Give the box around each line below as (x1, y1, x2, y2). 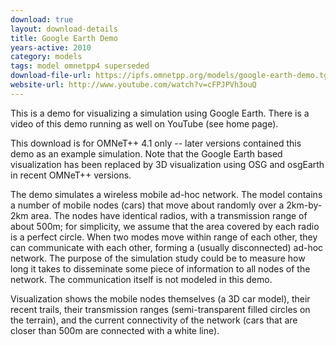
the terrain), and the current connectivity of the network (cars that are (10, 314, 298, 326)
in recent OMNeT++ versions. (10, 169, 132, 181)
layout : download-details (10, 24, 118, 34)
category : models (10, 52, 83, 62)
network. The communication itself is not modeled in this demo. (10, 273, 273, 285)
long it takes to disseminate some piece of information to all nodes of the (10, 262, 311, 275)
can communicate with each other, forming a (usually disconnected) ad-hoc (10, 241, 324, 253)
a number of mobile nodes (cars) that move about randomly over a (10, 199, 285, 211)
